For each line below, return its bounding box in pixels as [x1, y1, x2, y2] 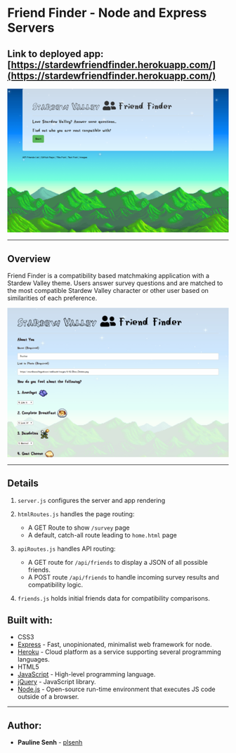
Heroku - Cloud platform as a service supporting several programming [17, 648, 221, 656]
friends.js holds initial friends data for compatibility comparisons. [17, 594, 211, 602]
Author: [7, 719, 42, 731]
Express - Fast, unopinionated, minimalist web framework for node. [17, 641, 212, 649]
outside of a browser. [17, 693, 79, 701]
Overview [7, 253, 51, 265]
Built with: [7, 614, 53, 626]
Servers [7, 20, 55, 36]
